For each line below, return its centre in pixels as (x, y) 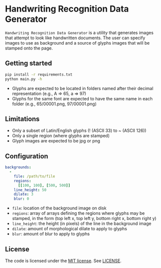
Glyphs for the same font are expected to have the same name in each (82, 98)
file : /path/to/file (34, 176)
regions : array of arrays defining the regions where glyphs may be (78, 213)
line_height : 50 (30, 190)
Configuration (27, 156)
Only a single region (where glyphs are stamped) (61, 136)
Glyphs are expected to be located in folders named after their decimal (83, 88)
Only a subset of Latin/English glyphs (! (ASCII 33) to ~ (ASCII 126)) (79, 131)
